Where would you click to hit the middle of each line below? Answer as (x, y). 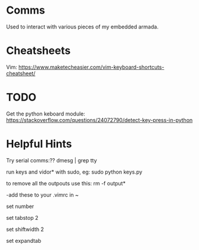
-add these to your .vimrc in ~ (42, 195)
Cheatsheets (38, 51)
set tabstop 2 (22, 217)
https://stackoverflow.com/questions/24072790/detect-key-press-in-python (99, 120)
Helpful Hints (39, 144)
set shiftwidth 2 (25, 229)
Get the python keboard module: (46, 114)
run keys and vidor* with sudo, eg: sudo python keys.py (74, 172)
